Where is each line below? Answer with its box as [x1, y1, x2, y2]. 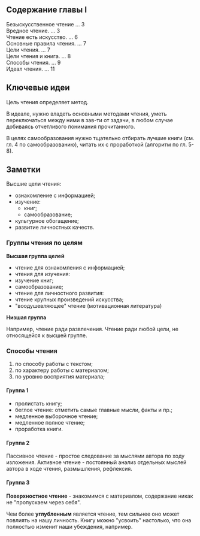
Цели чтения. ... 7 [6, 46, 51, 53]
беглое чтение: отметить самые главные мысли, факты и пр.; [14, 407, 172, 414]
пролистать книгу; [14, 400, 62, 407]
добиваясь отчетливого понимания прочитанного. [6, 123, 135, 130]
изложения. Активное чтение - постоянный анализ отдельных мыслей [6, 459, 187, 466]
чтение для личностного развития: [14, 289, 104, 296]
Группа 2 [6, 439, 30, 446]
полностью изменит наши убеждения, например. [6, 523, 133, 530]
